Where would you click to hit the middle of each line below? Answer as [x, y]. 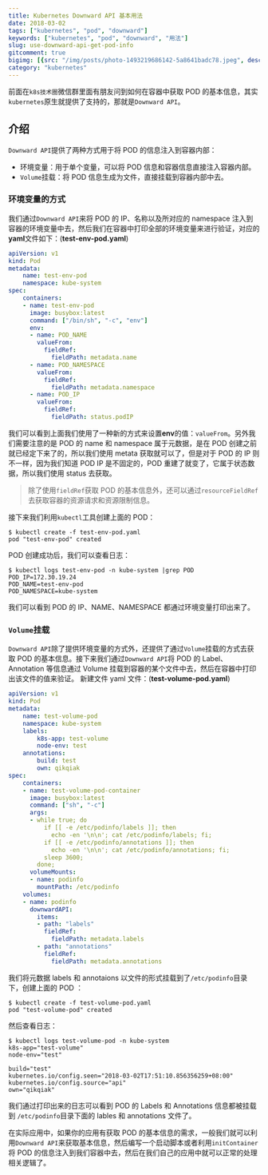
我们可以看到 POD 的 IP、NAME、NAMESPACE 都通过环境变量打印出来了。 [132, 607]
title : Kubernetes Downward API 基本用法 [76, 16]
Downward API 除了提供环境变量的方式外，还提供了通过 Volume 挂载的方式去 [128, 649]
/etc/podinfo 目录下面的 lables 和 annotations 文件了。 [106, 1115]
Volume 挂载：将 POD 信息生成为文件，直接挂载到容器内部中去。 [124, 177]
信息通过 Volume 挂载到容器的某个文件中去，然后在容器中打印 [155, 669]
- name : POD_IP [55, 395]
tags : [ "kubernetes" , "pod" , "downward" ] [78, 30]
